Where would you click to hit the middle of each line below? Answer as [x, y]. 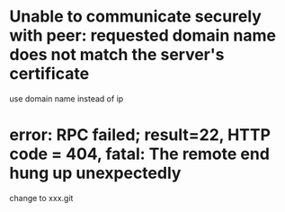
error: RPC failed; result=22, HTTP [140, 135]
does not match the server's [117, 55]
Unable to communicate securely [136, 17]
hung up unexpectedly [95, 173]
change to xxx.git [41, 198]
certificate [49, 74]
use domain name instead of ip [67, 98]
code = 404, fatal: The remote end [139, 154]
